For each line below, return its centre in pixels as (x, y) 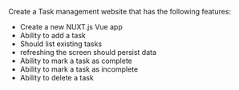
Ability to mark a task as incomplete (79, 69)
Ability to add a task (53, 35)
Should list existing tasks (61, 44)
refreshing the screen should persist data (88, 52)
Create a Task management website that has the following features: (119, 12)
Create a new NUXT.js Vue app (71, 27)
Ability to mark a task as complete (76, 61)
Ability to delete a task (57, 78)
